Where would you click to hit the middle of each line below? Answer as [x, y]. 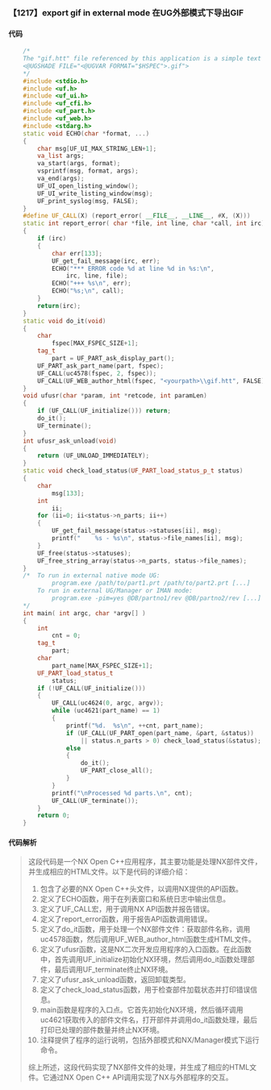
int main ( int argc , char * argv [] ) [85, 613]
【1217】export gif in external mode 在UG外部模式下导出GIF [126, 12]
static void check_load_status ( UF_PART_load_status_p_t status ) [133, 471]
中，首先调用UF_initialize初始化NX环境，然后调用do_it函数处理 [144, 959]
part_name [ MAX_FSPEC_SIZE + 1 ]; [102, 666]
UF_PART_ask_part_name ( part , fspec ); [100, 366]
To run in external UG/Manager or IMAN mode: [115, 591]
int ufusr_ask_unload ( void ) [70, 441]
